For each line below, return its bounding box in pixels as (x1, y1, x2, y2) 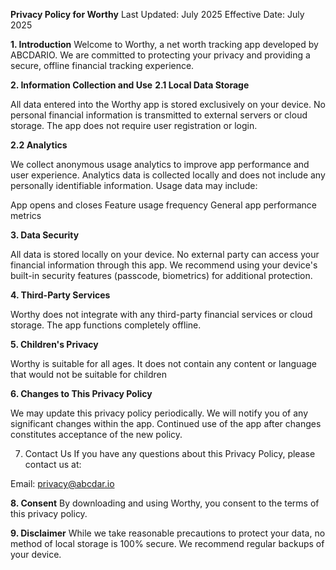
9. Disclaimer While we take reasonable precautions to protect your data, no (10, 527, 326, 539)
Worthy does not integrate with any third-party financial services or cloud (10, 309, 313, 320)
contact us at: (24, 459, 82, 470)
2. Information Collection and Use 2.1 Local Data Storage (10, 79, 250, 91)
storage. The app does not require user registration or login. (10, 120, 258, 131)
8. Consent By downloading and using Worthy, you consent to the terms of (10, 497, 320, 509)
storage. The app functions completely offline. (10, 319, 202, 331)
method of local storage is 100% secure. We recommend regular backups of (10, 538, 325, 549)
